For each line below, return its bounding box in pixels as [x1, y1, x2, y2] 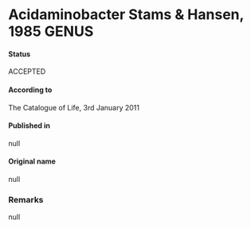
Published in [8, 121, 50, 130]
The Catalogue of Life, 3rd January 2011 [8, 102, 139, 112]
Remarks [8, 194, 44, 205]
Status [8, 49, 31, 59]
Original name [8, 157, 56, 166]
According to [8, 85, 53, 95]
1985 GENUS [8, 22, 94, 41]
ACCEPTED [8, 67, 46, 76]
